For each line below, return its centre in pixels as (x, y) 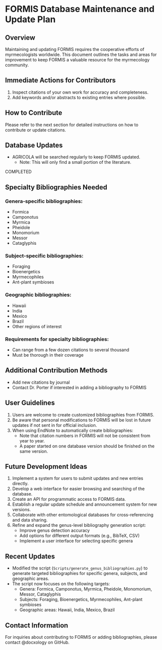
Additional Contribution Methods (56, 371)
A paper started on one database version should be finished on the (87, 446)
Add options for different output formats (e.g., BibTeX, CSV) (80, 536)
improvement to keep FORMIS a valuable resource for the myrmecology (77, 60)
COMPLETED (18, 172)
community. (17, 65)
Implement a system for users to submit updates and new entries (78, 478)
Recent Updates (30, 556)
